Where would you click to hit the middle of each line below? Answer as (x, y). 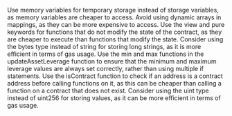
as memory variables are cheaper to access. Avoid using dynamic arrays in (114, 17)
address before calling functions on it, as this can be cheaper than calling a (114, 83)
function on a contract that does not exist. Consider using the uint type (108, 90)
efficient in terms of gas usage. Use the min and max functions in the (106, 54)
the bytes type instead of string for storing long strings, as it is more (104, 47)
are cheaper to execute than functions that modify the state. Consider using (115, 39)
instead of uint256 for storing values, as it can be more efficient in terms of (114, 98)
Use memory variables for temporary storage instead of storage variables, (113, 10)
